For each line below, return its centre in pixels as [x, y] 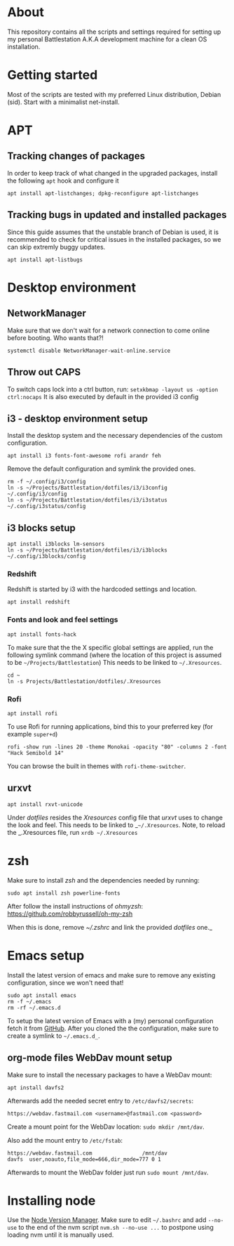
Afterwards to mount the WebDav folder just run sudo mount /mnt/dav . [108, 1172]
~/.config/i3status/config [47, 507]
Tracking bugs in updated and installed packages [117, 215]
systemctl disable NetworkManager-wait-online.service [89, 351]
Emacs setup [46, 955]
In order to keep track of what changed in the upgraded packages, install [112, 173]
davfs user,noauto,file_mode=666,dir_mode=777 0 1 [84, 1159]
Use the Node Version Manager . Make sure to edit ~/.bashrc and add [107, 1220]
